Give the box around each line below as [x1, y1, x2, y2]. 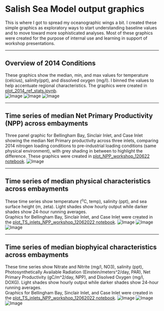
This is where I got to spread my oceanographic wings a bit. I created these [5, 20, 157, 25]
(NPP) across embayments [5, 119, 88, 128]
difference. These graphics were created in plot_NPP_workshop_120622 [5, 153, 150, 159]
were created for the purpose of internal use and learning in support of [5, 35, 147, 41]
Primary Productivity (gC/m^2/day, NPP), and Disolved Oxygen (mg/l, [5, 274, 144, 280]
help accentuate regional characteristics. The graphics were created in [5, 82, 147, 89]
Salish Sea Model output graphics [5, 3, 145, 15]
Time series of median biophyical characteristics [5, 243, 157, 251]
